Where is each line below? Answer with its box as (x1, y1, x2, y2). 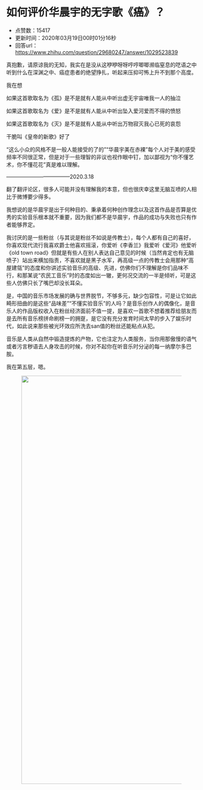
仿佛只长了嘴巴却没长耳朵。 (16, 279, 86, 286)
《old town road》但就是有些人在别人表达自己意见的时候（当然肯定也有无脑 (6, 249, 195, 256)
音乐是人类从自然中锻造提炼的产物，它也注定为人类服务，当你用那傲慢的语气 (6, 335, 197, 342)
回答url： (14, 42, 38, 49)
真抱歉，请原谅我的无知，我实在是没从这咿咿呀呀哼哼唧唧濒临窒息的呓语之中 (6, 61, 197, 68)
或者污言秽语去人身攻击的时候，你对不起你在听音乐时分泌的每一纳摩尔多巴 (6, 342, 192, 350)
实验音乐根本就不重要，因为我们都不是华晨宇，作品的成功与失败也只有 (16, 213, 192, 221)
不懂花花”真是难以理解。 (22, 161, 83, 168)
